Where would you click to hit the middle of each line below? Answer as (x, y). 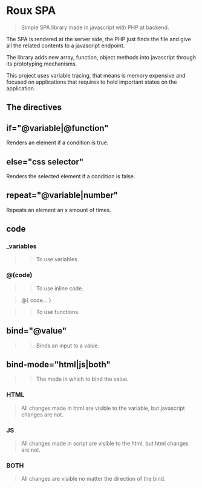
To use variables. (57, 259)
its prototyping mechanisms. (42, 64)
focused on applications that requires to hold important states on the (92, 82)
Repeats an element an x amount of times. (59, 210)
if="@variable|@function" (57, 128)
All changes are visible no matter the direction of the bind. (93, 479)
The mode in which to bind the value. (82, 379)
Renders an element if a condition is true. (57, 142)
